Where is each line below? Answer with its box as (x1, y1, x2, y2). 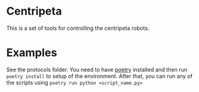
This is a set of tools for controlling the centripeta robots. (6, 24, 150, 32)
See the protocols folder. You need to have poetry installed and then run (6, 66, 188, 73)
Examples (6, 46, 57, 60)
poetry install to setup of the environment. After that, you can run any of (6, 72, 193, 80)
